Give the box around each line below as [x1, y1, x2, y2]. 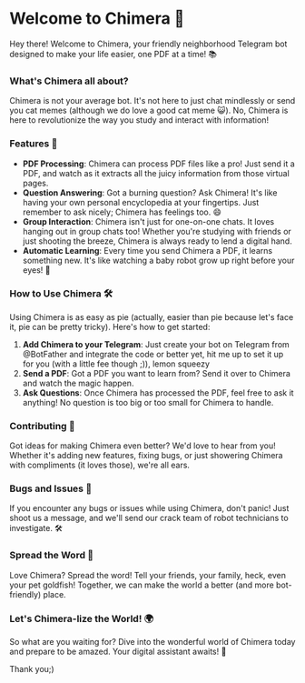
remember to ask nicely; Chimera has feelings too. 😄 [22, 206, 222, 217]
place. [43, 588, 66, 599]
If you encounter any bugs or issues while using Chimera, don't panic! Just [9, 503, 290, 514]
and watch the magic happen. [22, 377, 134, 388]
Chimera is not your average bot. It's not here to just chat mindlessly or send [9, 95, 296, 106]
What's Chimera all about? [9, 75, 129, 87]
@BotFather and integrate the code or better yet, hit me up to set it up [22, 348, 284, 359]
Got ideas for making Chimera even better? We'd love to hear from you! [9, 440, 276, 451]
